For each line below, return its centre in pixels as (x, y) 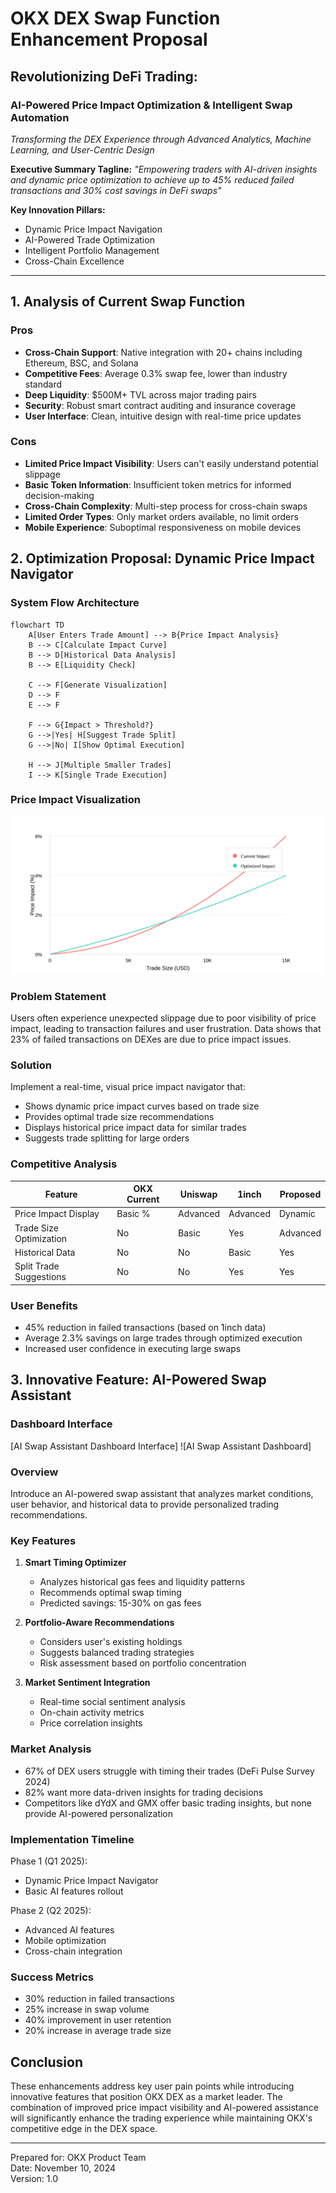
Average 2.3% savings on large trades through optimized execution (163, 1338)
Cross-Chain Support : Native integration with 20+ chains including (163, 352)
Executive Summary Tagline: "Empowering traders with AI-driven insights (164, 169)
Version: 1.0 (34, 2179)
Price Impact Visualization (75, 800)
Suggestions (40, 1277)
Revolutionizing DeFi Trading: (104, 76)
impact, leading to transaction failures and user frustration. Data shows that (166, 1029)
